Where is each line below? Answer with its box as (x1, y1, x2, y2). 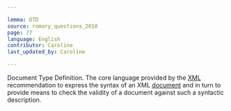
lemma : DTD (7, 16, 39, 23)
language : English (7, 35, 61, 42)
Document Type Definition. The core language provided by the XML (7, 74, 202, 82)
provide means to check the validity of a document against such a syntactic (7, 88, 224, 96)
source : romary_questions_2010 (7, 22, 98, 30)
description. (7, 96, 42, 104)
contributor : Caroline (7, 42, 73, 49)
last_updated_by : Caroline (7, 49, 86, 55)
